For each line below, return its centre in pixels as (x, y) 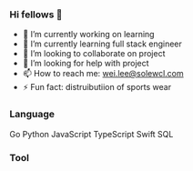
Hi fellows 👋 (36, 15)
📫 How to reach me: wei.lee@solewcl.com (103, 74)
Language (32, 115)
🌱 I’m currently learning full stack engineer (102, 44)
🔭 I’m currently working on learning (88, 35)
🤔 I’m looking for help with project (86, 64)
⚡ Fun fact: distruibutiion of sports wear (96, 87)
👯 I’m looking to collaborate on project (94, 54)
